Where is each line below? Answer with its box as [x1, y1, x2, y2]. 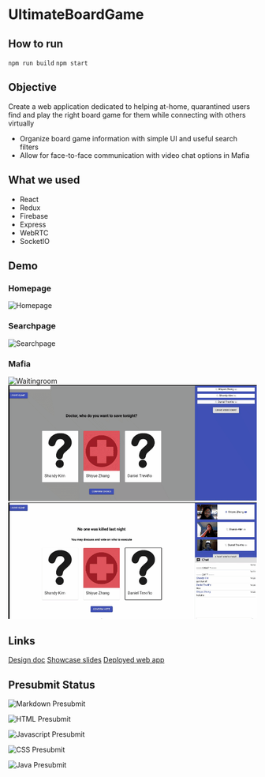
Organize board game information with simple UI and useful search [19, 133, 238, 143]
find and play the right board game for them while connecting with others [8, 110, 246, 119]
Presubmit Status [8, 678, 96, 692]
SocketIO [19, 236, 50, 246]
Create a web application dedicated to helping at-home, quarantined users [8, 101, 251, 111]
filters [19, 142, 39, 152]
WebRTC [19, 227, 49, 238]
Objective [8, 81, 58, 94]
